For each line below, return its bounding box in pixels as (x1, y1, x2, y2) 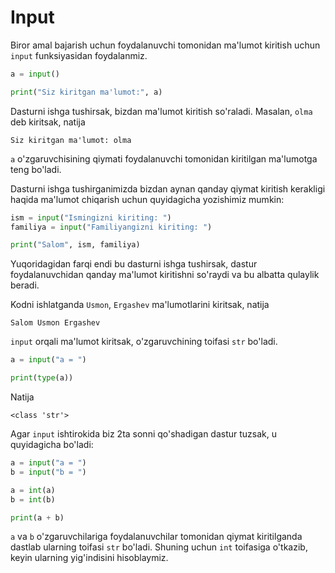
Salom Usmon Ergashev (10, 318, 101, 328)
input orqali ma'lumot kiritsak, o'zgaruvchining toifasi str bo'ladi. (10, 336, 278, 348)
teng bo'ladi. (10, 163, 62, 175)
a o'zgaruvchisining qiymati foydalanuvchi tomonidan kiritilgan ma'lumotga (10, 152, 318, 165)
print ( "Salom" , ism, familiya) (10, 240, 141, 250)
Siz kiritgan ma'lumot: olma (10, 135, 132, 145)
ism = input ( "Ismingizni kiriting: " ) (10, 212, 172, 223)
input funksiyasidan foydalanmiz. (10, 49, 148, 61)
